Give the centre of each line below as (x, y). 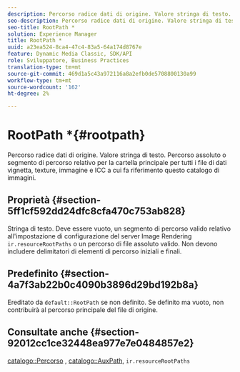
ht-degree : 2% (29, 94)
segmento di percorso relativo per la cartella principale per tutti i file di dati (117, 163)
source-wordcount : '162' (44, 87)
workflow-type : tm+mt (40, 80)
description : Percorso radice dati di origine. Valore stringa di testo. (120, 14)
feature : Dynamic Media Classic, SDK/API (70, 54)
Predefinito (33, 274)
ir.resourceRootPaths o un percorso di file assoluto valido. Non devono (112, 243)
